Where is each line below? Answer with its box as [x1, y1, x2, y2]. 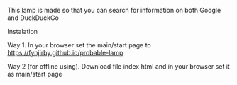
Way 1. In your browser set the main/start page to [7, 41, 151, 49]
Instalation [7, 28, 38, 35]
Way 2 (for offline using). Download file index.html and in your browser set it [7, 62, 231, 70]
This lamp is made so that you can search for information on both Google [7, 6, 221, 14]
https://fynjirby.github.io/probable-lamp [7, 49, 123, 57]
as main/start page [7, 70, 62, 78]
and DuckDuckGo [7, 13, 59, 22]
